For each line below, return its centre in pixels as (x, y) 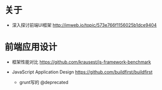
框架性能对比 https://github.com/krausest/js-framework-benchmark (81, 62)
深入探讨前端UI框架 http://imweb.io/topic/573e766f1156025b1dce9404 (84, 25)
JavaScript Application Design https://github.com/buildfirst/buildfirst (82, 72)
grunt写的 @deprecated (44, 82)
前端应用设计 (31, 47)
